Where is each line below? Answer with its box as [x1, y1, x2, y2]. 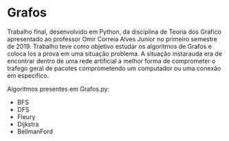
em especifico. [7, 71, 50, 80]
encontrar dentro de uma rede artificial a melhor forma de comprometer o [7, 56, 216, 65]
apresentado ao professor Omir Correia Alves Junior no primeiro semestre [7, 34, 218, 43]
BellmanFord [17, 127, 54, 135]
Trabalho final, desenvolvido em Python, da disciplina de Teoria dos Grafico [7, 28, 221, 36]
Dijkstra [17, 120, 39, 128]
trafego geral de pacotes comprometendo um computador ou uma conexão [7, 64, 221, 72]
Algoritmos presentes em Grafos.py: [7, 85, 110, 93]
